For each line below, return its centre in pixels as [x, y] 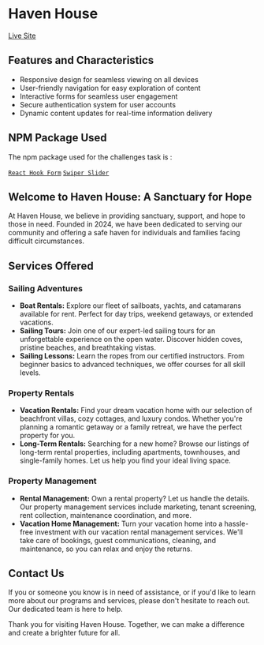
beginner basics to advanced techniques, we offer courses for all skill [132, 365]
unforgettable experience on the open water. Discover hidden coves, [131, 339]
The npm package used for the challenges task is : [90, 157]
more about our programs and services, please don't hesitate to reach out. [129, 601]
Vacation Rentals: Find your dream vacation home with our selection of [136, 411]
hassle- [236, 523]
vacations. [36, 322]
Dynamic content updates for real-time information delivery [116, 113]
